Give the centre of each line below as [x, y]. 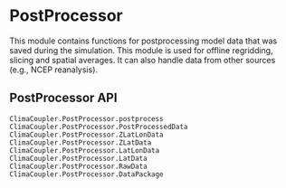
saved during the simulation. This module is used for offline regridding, [141, 50]
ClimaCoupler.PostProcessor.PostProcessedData [99, 127]
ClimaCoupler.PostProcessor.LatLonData [85, 150]
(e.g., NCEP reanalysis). [53, 70]
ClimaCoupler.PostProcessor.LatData [78, 158]
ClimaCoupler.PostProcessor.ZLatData [81, 142]
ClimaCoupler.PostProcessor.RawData [78, 166]
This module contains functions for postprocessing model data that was [143, 41]
